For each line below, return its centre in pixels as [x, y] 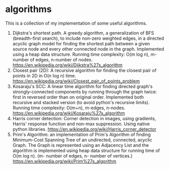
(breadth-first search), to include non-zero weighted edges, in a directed [88, 38]
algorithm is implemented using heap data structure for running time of [86, 150]
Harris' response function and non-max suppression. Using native [81, 124]
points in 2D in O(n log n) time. [44, 75]
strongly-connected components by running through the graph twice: [85, 92]
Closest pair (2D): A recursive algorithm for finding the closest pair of [84, 70]
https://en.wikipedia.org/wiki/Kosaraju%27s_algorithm [69, 113]
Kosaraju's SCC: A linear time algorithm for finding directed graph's [82, 86]
